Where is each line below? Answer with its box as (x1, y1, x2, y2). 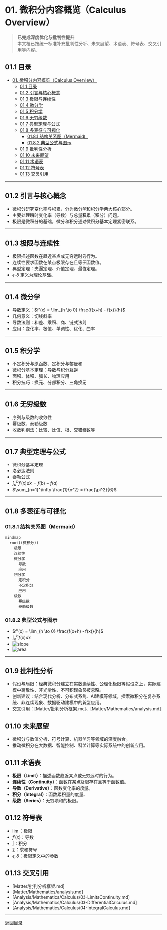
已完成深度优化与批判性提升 (17, 34, 75, 40)
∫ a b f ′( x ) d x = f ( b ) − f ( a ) (12, 479, 58, 487)
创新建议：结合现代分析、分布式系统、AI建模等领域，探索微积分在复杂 (12, 693, 157, 699)
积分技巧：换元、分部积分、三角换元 (12, 379, 87, 385)
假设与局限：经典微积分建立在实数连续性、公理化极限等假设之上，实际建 (12, 681, 161, 687)
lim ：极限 (12, 828, 33, 834)
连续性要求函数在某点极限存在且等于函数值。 (12, 259, 104, 265)
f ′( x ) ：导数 (12, 834, 34, 840)
